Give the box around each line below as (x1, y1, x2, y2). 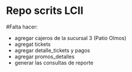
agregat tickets (14, 41, 51, 48)
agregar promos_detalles (14, 53, 75, 60)
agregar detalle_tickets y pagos (14, 46, 91, 53)
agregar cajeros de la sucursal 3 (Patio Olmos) (14, 34, 127, 41)
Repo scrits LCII (6, 4, 84, 17)
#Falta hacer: (6, 23, 38, 30)
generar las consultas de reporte (14, 59, 93, 66)
